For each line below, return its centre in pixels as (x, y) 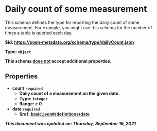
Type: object (18, 52)
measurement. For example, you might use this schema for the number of (78, 27)
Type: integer (33, 98)
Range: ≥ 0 (31, 104)
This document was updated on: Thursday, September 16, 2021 (70, 123)
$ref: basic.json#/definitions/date (54, 114)
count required (27, 88)
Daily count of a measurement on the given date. (70, 93)
